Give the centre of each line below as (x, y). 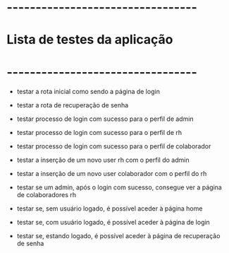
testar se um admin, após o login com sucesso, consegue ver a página (119, 187)
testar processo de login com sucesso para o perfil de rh (99, 133)
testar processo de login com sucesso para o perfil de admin (105, 119)
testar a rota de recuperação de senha (73, 105)
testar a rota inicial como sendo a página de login (88, 92)
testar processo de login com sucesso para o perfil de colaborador (114, 146)
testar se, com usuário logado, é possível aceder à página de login (113, 223)
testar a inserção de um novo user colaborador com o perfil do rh (112, 174)
